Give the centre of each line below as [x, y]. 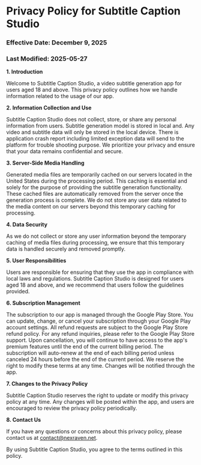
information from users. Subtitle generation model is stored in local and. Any [100, 126]
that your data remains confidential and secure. [65, 151]
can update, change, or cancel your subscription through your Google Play [98, 321]
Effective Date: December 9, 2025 [57, 43]
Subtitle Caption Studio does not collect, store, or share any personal [91, 120]
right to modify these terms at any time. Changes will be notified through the [100, 366]
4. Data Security [27, 225]
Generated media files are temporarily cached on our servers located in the [99, 175]
